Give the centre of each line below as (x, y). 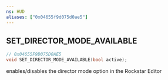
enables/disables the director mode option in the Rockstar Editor (84, 71)
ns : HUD (16, 11)
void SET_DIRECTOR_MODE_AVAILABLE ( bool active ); (67, 60)
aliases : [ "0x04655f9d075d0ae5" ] (47, 17)
